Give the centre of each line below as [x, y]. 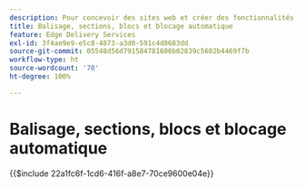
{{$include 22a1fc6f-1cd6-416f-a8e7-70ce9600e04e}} [112, 173]
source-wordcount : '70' [54, 69]
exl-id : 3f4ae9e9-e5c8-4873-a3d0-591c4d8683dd [99, 43]
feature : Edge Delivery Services [73, 34]
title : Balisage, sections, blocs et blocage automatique [121, 26]
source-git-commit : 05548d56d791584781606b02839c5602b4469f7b [129, 51]
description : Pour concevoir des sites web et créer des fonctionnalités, [154, 18]
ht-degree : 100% [40, 77]
